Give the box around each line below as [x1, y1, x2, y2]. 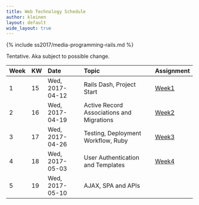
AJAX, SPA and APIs [84, 181, 140, 190]
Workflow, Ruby [84, 136, 129, 145]
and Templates [84, 161, 126, 169]
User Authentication [84, 154, 140, 162]
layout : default [6, 19, 46, 25]
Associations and [84, 109, 132, 117]
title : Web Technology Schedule [6, 8, 86, 15]
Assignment [155, 67, 190, 75]
